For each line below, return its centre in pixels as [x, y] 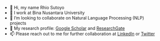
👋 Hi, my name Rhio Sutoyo [37, 8]
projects [18, 23]
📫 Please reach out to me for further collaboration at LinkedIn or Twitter [82, 34]
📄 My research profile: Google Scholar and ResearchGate [67, 28]
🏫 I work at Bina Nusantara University [47, 13]
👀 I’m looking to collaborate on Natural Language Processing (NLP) [77, 18]
